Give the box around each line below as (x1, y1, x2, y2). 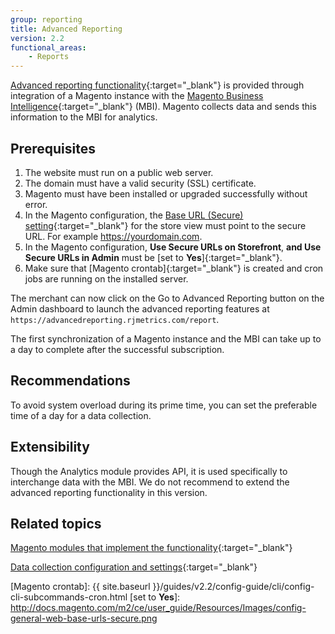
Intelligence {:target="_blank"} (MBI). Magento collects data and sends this (10, 101, 317, 113)
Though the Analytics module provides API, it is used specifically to (10, 465, 288, 477)
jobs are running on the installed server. (24, 272, 189, 285)
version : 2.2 (10, 33, 65, 43)
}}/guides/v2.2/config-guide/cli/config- (152, 581, 315, 593)
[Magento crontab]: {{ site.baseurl (10, 581, 151, 593)
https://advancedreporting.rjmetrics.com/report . (10, 313, 220, 325)
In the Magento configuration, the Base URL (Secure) (24, 209, 244, 221)
